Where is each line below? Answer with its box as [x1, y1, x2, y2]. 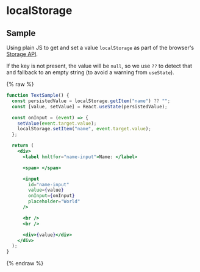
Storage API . [6, 51, 38, 58]
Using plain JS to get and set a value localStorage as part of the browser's [6, 44, 195, 51]
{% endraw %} [6, 260, 44, 267]
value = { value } [28, 187, 64, 194]
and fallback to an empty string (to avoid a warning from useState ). [6, 69, 175, 76]
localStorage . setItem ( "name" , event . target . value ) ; [17, 126, 151, 132]
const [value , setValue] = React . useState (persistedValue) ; [12, 103, 168, 110]
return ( [12, 142, 34, 149]
